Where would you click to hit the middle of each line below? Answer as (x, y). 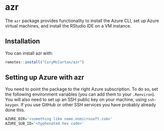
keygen (12, 105)
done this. (15, 110)
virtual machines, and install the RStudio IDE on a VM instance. (68, 26)
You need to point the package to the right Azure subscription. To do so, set (82, 89)
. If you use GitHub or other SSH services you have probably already (87, 105)
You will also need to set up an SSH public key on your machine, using (76, 100)
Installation (23, 41)
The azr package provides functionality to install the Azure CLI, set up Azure (82, 21)
